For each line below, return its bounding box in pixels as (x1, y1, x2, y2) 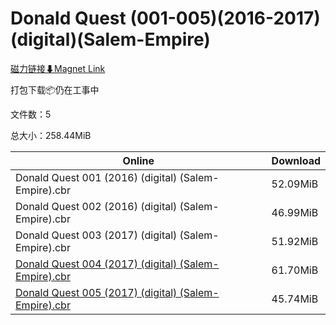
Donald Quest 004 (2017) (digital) (15, 257, 178, 271)
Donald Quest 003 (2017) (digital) (15, 228, 178, 242)
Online (122, 153, 155, 167)
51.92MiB (271, 234, 319, 248)
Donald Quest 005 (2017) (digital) (15, 285, 178, 299)
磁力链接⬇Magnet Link (10, 62, 106, 74)
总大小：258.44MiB (10, 129, 92, 141)
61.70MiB (271, 263, 319, 277)
